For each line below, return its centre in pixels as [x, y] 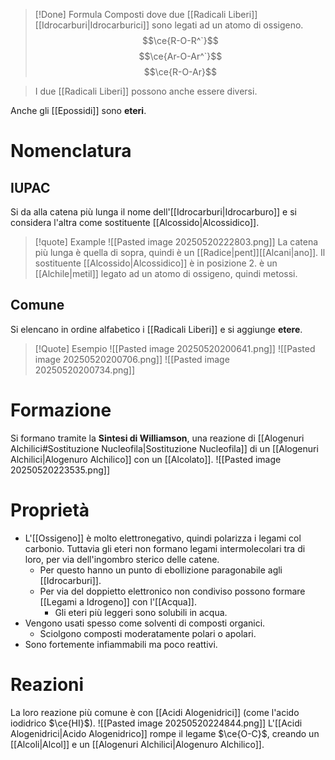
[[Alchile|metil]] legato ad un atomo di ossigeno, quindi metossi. [166, 273]
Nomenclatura [71, 151]
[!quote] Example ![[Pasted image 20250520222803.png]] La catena [176, 242]
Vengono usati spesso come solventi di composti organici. [145, 623]
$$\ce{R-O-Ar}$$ [180, 72]
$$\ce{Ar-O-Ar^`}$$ [180, 56]
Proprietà [50, 510]
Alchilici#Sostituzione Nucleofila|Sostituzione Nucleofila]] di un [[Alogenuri [164, 448]
